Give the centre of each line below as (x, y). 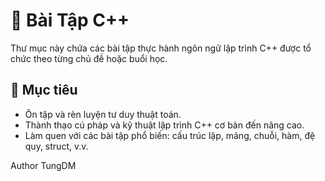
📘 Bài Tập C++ (70, 20)
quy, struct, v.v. (56, 146)
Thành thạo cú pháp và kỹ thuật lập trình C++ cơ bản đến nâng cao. (164, 125)
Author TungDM (43, 165)
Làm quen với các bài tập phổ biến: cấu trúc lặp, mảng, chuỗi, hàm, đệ (170, 135)
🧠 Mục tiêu (44, 90)
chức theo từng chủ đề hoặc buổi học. (89, 58)
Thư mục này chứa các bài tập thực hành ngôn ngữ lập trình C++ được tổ (161, 48)
